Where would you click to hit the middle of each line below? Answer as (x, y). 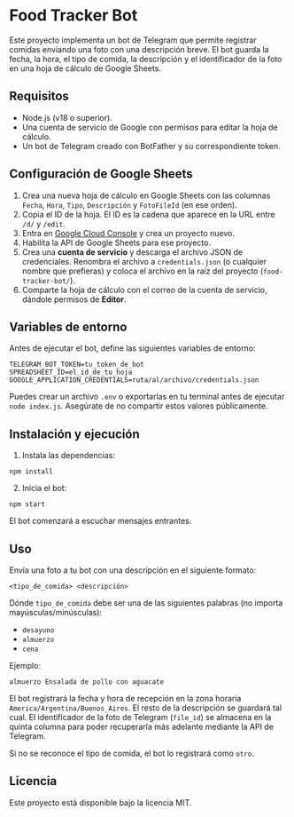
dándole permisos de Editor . (74, 299)
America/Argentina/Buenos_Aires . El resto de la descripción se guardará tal (145, 708)
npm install (31, 472)
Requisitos (39, 96)
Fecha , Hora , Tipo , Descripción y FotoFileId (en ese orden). (129, 204)
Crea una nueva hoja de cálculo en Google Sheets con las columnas (146, 195)
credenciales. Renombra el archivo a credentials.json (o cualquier (144, 261)
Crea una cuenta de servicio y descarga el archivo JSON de (132, 252)
